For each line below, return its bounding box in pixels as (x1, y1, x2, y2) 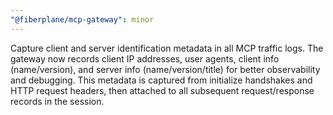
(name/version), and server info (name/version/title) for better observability (10, 63, 321, 75)
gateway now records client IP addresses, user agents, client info (10, 52, 280, 65)
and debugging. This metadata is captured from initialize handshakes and (10, 74, 313, 86)
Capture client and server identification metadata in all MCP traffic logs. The (10, 42, 324, 54)
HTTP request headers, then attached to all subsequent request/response (10, 84, 315, 96)
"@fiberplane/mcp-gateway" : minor (10, 14, 155, 25)
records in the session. (10, 95, 105, 107)
